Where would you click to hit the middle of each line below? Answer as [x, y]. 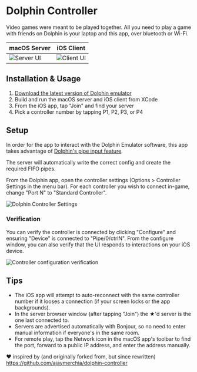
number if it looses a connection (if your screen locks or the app [92, 301]
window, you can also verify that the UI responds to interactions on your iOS [98, 244]
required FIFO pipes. [31, 169]
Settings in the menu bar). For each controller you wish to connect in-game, [98, 186]
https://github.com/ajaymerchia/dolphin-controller [67, 363]
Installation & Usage [44, 79]
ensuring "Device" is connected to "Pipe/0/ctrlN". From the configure [90, 238]
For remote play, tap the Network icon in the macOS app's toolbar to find [103, 339]
